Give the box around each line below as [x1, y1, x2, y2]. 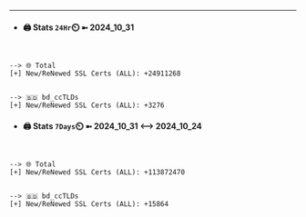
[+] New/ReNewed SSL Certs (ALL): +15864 [9, 200, 169, 209]
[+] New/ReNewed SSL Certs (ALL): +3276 [9, 101, 166, 110]
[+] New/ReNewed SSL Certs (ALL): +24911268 [9, 69, 181, 78]
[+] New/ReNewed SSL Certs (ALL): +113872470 [9, 168, 185, 177]
